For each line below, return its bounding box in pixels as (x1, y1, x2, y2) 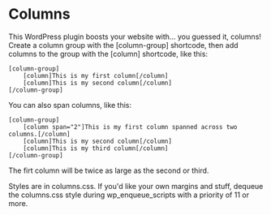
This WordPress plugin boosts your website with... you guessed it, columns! (8, 32, 262, 41)
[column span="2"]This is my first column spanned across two (23, 123, 238, 131)
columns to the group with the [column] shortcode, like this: (8, 49, 209, 58)
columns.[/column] (8, 130, 71, 138)
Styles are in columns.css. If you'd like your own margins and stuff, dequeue (8, 181, 264, 191)
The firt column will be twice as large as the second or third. (8, 166, 209, 175)
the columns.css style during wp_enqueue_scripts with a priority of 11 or (8, 190, 250, 200)
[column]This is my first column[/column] (23, 71, 169, 80)
